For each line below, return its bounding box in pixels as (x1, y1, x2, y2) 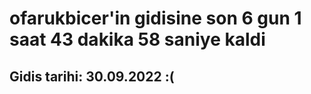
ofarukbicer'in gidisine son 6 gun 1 (9, 7, 302, 30)
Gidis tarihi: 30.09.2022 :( (9, 68, 175, 85)
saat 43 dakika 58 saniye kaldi (9, 28, 266, 51)
